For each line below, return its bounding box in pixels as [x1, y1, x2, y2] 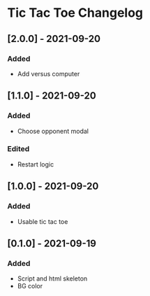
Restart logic [17, 160, 54, 169]
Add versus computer [17, 69, 80, 78]
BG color [17, 282, 43, 290]
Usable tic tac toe [17, 217, 68, 225]
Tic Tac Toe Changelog [7, 5, 144, 21]
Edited [7, 144, 30, 154]
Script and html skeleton [17, 274, 88, 283]
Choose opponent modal [17, 127, 89, 135]
